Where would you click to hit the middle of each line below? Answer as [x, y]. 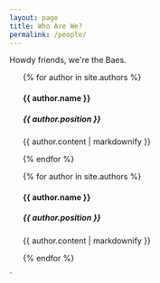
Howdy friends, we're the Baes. [68, 60]
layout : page [34, 18]
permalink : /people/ [48, 34]
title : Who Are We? [46, 26]
